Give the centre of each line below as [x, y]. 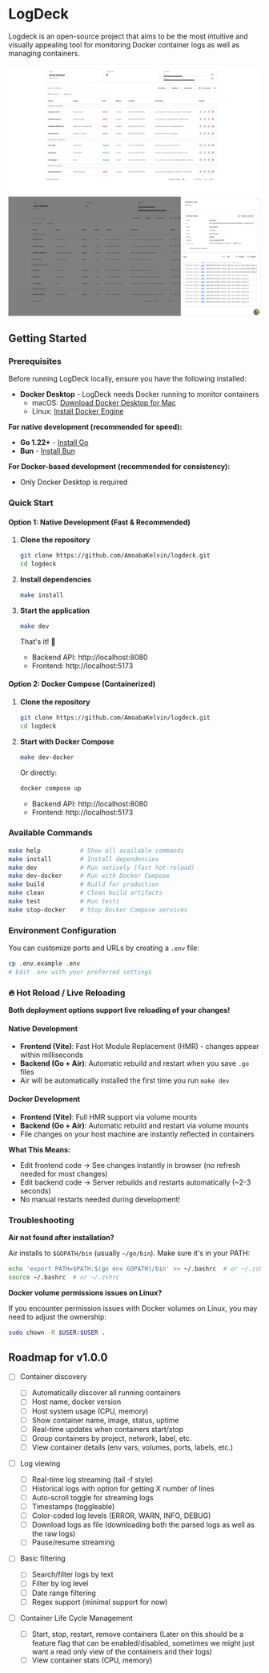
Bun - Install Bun [48, 451]
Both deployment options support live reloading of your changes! [119, 1010]
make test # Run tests [64, 902]
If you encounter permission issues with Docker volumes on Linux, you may [133, 1308]
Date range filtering [64, 1593]
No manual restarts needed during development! [100, 1199]
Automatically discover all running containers [106, 1393]
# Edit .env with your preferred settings [80, 973]
